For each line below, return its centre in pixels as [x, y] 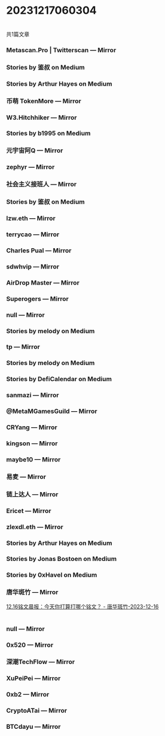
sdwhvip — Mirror [33, 266]
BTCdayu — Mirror [33, 727]
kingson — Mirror [32, 443]
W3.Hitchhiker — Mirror [42, 117]
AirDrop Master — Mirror [43, 282]
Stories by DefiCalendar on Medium [59, 379]
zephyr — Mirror [30, 167]
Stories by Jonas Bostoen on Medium [62, 559]
